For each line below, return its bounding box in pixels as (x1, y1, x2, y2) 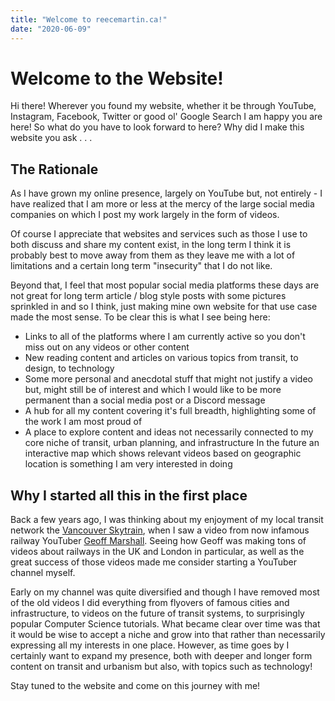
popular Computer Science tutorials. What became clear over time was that (10, 618, 321, 630)
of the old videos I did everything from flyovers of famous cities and (10, 597, 290, 609)
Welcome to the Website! (10, 67, 224, 90)
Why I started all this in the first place (10, 487, 248, 504)
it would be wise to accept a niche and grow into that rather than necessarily (10, 629, 326, 641)
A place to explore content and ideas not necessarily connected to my (24, 426, 314, 438)
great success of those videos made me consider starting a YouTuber (10, 556, 297, 568)
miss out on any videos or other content (24, 341, 190, 353)
